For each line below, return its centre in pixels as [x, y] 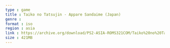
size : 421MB [19, 38]
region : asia [20, 28]
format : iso [19, 24]
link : [12, 33]
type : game [18, 10]
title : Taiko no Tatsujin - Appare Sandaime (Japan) [63, 14]
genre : [13, 19]
